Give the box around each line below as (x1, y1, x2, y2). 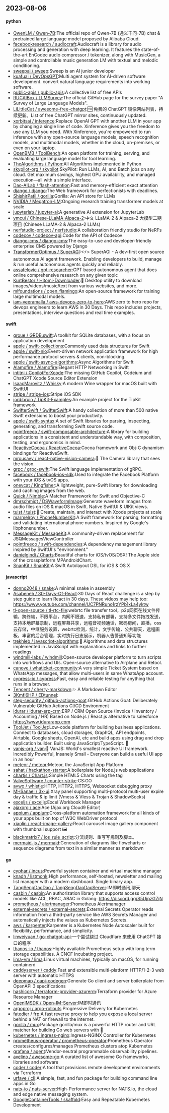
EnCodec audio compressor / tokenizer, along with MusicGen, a (29, 51, 160, 57)
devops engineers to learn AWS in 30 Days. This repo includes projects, (13, 304, 162, 310)
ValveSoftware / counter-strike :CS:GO (13, 778, 92, 783)
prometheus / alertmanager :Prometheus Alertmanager (13, 901, 126, 907)
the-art (13, 51, 28, 57)
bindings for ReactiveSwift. (13, 450, 69, 456)
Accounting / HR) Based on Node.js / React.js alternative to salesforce (13, 713, 158, 719)
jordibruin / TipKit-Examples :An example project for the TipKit (13, 396, 141, 402)
